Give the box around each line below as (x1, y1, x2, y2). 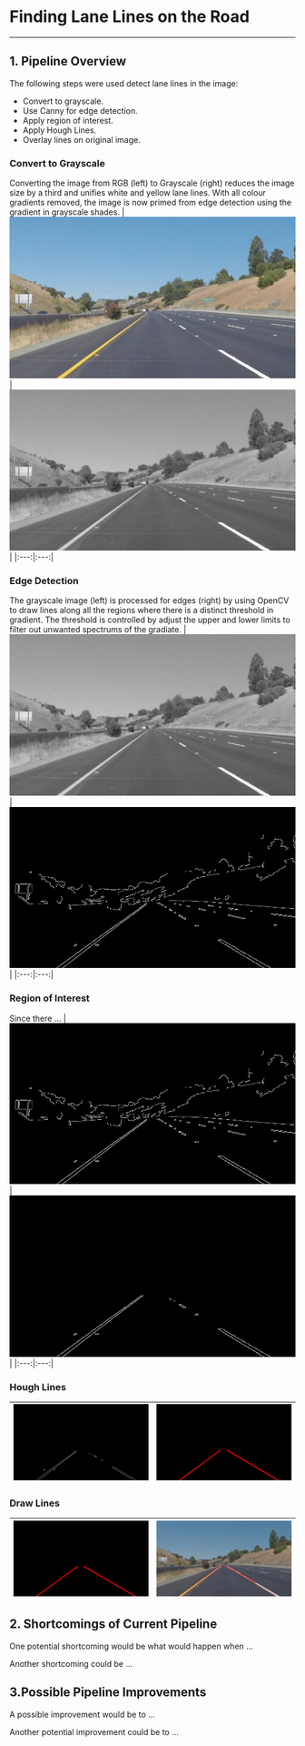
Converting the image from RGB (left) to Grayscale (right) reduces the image (9, 177, 295, 188)
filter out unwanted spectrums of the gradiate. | (9, 624, 187, 635)
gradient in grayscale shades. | (9, 207, 125, 217)
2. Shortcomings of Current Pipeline (9, 1617, 218, 1632)
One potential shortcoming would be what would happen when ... (9, 1640, 254, 1651)
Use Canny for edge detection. (22, 105, 138, 116)
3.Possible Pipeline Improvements (9, 1685, 207, 1701)
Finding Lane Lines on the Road (9, 6, 250, 27)
